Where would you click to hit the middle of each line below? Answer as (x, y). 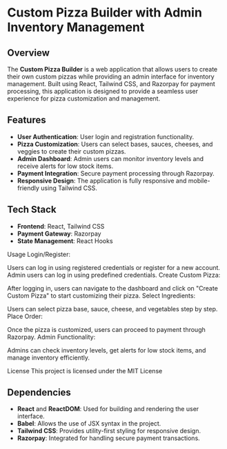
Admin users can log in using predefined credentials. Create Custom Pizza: (114, 275)
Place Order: (25, 316)
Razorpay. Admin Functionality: (51, 337)
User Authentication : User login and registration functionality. (106, 136)
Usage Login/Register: (39, 254)
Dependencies (39, 393)
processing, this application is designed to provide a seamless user (103, 91)
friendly (28, 188)
